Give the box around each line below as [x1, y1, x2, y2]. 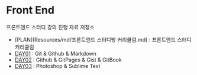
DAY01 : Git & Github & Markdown [14, 50, 96, 57]
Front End [6, 4, 55, 17]
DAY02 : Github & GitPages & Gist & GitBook [14, 56, 122, 63]
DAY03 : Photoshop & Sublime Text [14, 62, 101, 69]
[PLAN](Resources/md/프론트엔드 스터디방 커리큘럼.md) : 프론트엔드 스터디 [14, 36, 192, 43]
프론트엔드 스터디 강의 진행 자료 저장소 [6, 23, 95, 30]
